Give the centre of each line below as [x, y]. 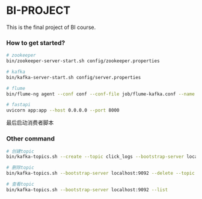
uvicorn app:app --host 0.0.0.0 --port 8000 [63, 110]
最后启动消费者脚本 [30, 123]
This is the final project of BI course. [51, 27]
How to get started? [36, 43]
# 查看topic [20, 185]
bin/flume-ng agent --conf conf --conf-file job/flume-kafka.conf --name [101, 94]
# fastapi [19, 105]
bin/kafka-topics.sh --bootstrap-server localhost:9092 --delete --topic [101, 173]
